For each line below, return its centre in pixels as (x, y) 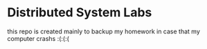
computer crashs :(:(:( (38, 38)
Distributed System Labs (80, 13)
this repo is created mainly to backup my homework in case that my (104, 31)
